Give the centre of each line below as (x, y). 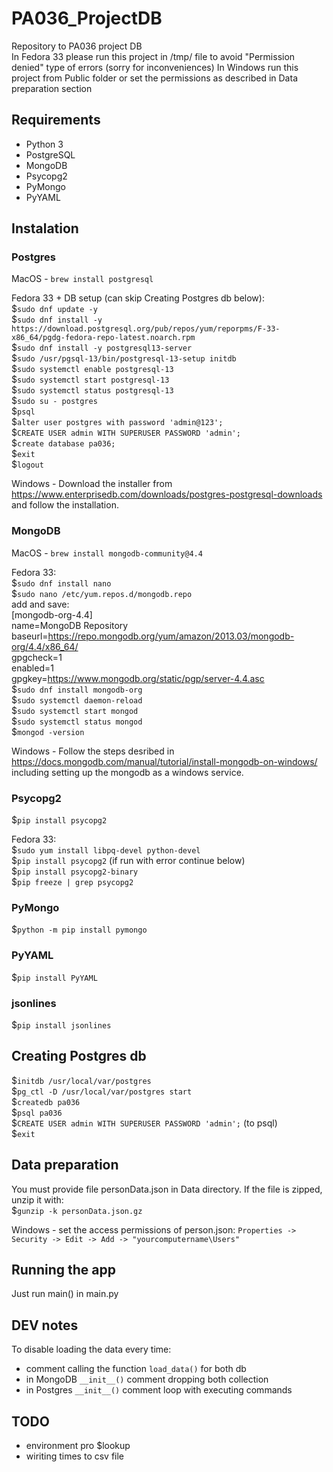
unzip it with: (37, 1199)
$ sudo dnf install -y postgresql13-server (102, 348)
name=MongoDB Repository (70, 625)
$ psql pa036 (37, 1112)
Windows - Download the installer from (92, 484)
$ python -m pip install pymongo (79, 929)
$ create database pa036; (63, 443)
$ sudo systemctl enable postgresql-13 (92, 369)
